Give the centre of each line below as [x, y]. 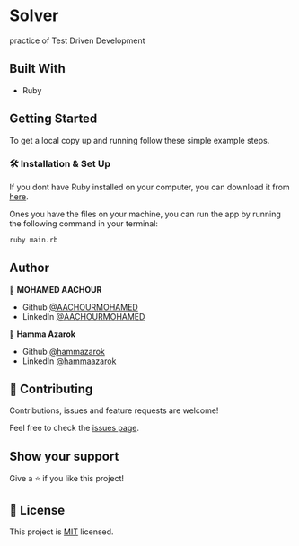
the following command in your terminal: [84, 223]
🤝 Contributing [51, 388]
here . [19, 196]
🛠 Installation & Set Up [60, 164]
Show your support [64, 456]
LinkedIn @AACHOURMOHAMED [84, 316]
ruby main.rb [34, 240]
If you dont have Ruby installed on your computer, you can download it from [149, 187]
